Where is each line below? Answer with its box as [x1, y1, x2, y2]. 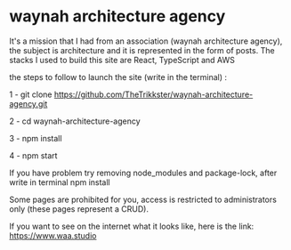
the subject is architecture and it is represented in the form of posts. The [9, 44, 275, 55]
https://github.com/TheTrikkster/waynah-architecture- [53, 89, 254, 100]
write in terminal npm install [9, 176, 110, 188]
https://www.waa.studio [9, 230, 97, 241]
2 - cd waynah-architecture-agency [9, 116, 141, 126]
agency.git [9, 98, 48, 109]
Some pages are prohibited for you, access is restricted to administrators [9, 194, 278, 205]
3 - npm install [9, 133, 62, 143]
